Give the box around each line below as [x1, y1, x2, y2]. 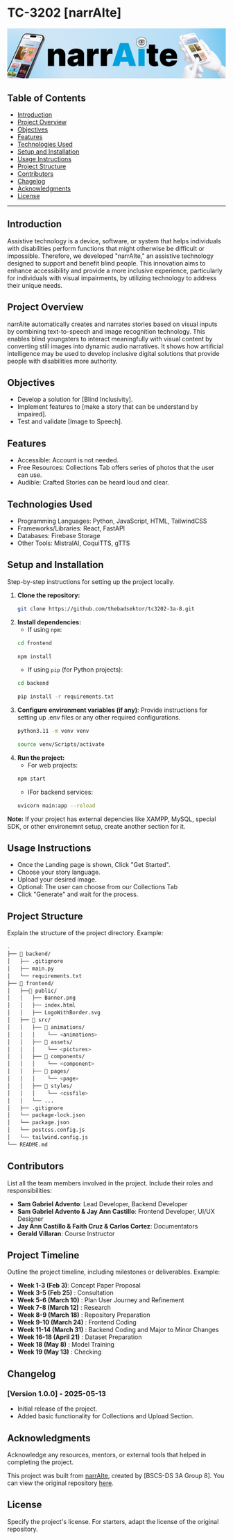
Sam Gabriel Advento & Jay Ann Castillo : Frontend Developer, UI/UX [17, 1207, 215, 1215]
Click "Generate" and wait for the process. [17, 890, 139, 898]
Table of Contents [7, 92, 87, 104]
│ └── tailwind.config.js [7, 1134, 89, 1141]
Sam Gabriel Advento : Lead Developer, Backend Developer [17, 1199, 188, 1208]
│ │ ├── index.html [7, 1002, 76, 1009]
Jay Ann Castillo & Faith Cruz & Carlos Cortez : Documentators [17, 1222, 198, 1230]
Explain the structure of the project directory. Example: [7, 929, 164, 937]
